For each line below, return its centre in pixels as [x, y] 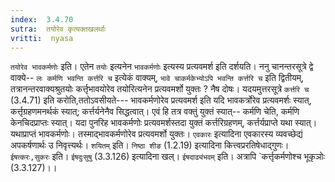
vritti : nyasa [42, 38]
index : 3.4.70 [42, 19]
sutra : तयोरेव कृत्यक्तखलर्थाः [58, 29]
